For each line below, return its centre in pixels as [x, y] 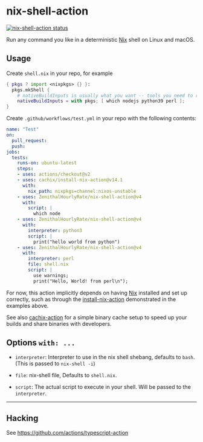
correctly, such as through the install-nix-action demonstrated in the [91, 299]
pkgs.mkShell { [31, 90]
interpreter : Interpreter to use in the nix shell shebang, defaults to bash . [105, 357]
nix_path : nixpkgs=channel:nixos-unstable [82, 191]
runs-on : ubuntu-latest [47, 163]
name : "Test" [23, 129]
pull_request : [29, 140]
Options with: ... [41, 343]
